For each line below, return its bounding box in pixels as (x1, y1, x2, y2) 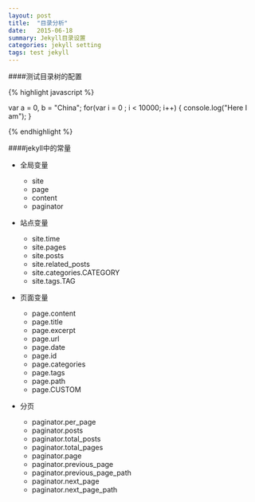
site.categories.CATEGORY (31, 268, 120, 277)
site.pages (31, 242, 66, 252)
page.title (31, 317, 64, 327)
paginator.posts (31, 426, 84, 435)
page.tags (31, 368, 65, 377)
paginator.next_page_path (31, 485, 118, 494)
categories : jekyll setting (8, 41, 102, 49)
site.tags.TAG (31, 276, 76, 285)
